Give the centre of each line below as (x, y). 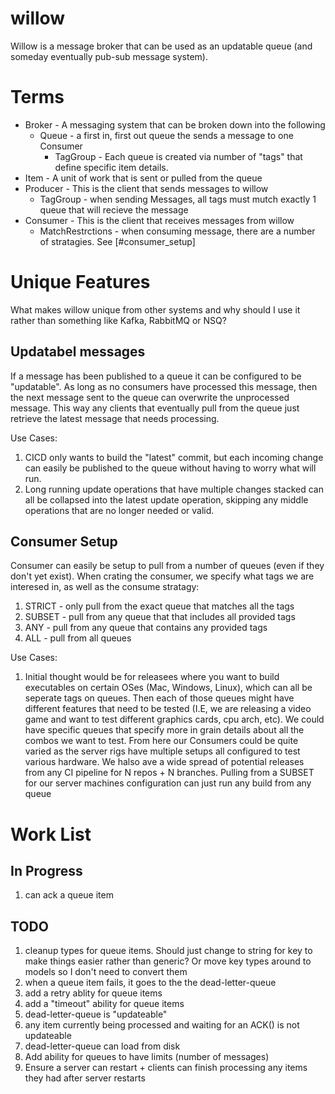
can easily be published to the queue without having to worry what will (170, 468)
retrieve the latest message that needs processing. (115, 418)
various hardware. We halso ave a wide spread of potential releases (164, 762)
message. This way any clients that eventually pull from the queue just (155, 408)
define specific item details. (111, 167)
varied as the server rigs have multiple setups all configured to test (162, 751)
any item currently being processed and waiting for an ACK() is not (162, 1025)
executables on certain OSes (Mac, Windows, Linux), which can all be (168, 688)
